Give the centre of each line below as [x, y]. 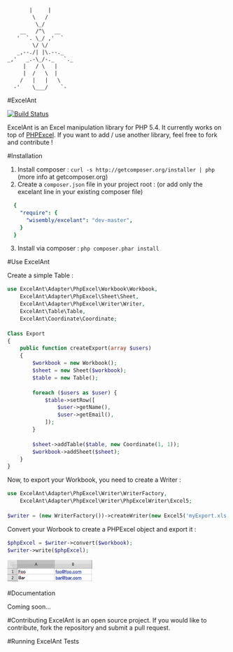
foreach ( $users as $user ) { [75, 393]
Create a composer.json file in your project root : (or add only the [110, 184]
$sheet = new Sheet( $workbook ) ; [80, 370]
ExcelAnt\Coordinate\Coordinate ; [69, 319]
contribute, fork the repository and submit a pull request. [89, 627]
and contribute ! [30, 142]
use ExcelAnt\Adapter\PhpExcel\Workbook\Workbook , [83, 289]
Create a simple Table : [40, 275]
